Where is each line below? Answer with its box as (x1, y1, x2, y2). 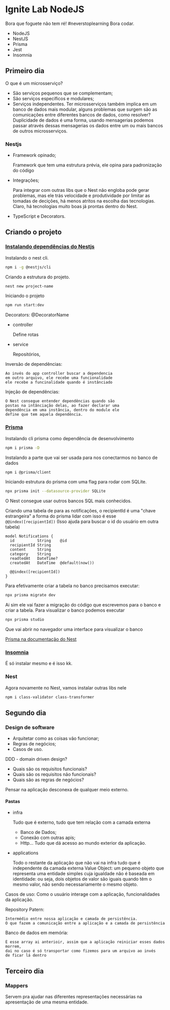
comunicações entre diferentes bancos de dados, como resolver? (12, 111, 151, 118)
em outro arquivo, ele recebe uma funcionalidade (5, 376, 113, 381)
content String (10, 547, 51, 553)
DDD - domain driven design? (5, 756, 68, 762)
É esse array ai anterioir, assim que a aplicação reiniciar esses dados (5, 940, 165, 945)
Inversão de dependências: (5, 361, 63, 367)
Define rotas (12, 332, 39, 338)
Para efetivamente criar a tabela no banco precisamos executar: (5, 583, 140, 589)
